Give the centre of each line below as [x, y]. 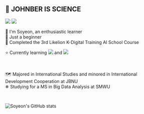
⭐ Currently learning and [34, 52]
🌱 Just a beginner [23, 37]
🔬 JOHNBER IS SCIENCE [43, 9]
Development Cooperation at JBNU [42, 81]
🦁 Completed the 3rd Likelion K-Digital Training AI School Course [72, 42]
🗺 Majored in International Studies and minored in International [71, 74]
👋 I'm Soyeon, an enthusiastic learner [44, 31]
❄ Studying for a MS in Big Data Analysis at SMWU [58, 86]
